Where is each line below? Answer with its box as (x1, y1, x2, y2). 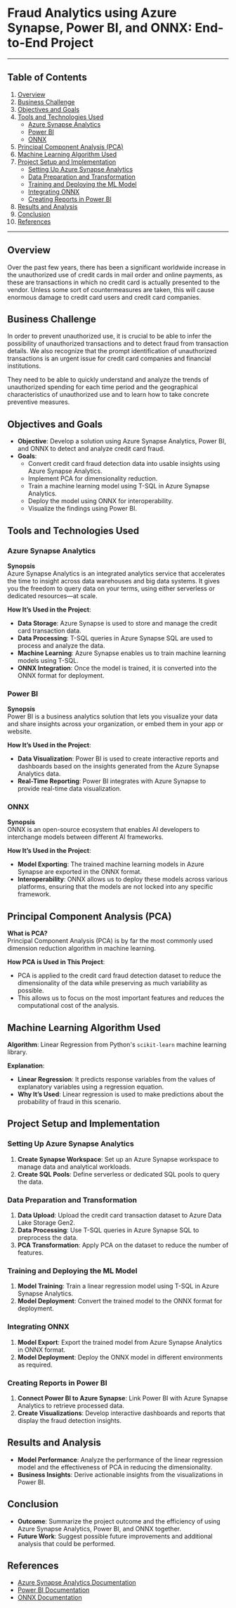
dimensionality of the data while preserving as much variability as (17, 979, 207, 987)
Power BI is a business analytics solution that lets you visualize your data (7, 712, 218, 721)
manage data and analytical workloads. (17, 1163, 131, 1171)
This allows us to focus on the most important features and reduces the (17, 994, 225, 1002)
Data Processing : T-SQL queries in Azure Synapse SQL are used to (17, 633, 213, 642)
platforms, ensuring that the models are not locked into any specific (17, 882, 214, 891)
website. (7, 727, 32, 736)
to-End (7, 35, 48, 51)
